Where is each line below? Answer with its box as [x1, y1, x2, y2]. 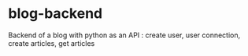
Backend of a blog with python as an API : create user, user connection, [8, 30, 241, 40]
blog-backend [8, 5, 103, 23]
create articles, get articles [8, 38, 95, 47]
